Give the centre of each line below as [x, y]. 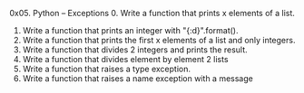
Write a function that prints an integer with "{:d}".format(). [130, 30]
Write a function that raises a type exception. [106, 69]
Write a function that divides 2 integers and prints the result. [135, 50]
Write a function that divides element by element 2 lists [125, 59]
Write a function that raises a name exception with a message [138, 79]
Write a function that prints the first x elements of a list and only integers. [159, 40]
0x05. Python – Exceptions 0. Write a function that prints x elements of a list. [152, 13]
